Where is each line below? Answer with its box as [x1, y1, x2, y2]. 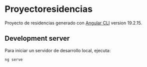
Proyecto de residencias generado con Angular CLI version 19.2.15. [4, 20, 142, 26]
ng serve [4, 57, 23, 62]
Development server [4, 34, 70, 43]
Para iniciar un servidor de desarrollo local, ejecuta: [4, 47, 111, 53]
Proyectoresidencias [4, 3, 93, 15]
